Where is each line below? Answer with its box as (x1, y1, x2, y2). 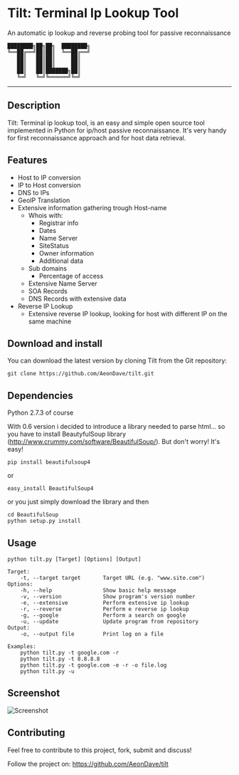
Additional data (38, 256, 84, 265)
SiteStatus (38, 241, 70, 250)
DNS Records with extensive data (28, 294, 127, 303)
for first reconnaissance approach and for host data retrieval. (7, 133, 186, 142)
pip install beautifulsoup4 (7, 459, 91, 466)
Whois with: (28, 211, 63, 219)
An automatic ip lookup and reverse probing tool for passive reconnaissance (7, 28, 231, 37)
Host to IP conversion (17, 173, 81, 182)
